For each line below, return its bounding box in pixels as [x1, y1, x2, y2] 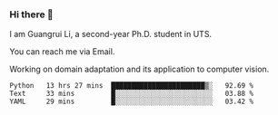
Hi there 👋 [9, 8, 55, 21]
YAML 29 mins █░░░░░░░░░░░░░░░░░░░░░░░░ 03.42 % [9, 97, 254, 107]
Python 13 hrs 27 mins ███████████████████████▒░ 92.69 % [9, 81, 254, 91]
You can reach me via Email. [9, 46, 115, 57]
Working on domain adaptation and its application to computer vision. [9, 63, 270, 75]
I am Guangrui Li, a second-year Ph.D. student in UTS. [9, 29, 212, 40]
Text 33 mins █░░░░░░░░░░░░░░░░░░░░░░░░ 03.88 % [9, 90, 254, 99]
